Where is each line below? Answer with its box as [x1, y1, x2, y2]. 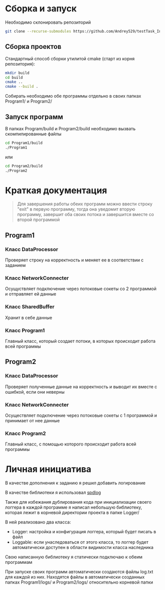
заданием [5, 262, 26, 268]
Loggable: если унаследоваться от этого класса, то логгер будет [12, 539, 149, 545]
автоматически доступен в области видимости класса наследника [12, 545, 154, 551]
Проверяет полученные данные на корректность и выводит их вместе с [5, 383, 157, 390]
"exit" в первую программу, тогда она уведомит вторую [17, 206, 136, 212]
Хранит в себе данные [5, 314, 53, 321]
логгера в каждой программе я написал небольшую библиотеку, [5, 504, 142, 511]
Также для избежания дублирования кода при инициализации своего [5, 499, 152, 505]
